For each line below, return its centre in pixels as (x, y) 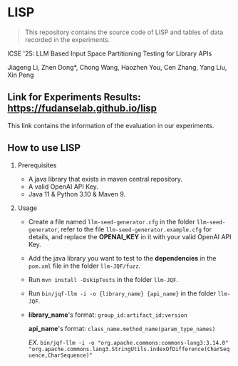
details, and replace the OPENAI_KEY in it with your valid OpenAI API (130, 236)
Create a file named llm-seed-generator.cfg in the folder (112, 221)
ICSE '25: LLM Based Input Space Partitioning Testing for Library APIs (110, 53)
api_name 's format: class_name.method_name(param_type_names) (122, 328)
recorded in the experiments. (67, 39)
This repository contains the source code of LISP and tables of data (124, 32)
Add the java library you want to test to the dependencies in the (122, 258)
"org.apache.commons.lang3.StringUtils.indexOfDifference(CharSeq (129, 349)
